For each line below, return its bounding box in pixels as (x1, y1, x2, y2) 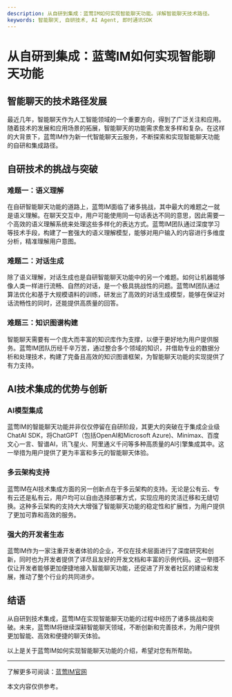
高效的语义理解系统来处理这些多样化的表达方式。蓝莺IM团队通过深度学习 (12, 220, 220, 228)
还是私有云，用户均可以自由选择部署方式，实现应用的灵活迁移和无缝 (19, 493, 213, 501)
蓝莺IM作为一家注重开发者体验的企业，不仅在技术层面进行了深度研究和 (7, 547, 209, 555)
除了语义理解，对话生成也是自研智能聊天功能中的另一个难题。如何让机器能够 (7, 273, 225, 281)
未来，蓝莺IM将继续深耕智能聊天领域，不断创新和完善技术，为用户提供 (19, 623, 220, 631)
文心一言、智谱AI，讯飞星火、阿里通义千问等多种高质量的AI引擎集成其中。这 (7, 440, 224, 448)
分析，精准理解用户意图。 (7, 237, 80, 245)
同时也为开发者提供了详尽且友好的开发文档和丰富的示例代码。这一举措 (19, 555, 219, 564)
